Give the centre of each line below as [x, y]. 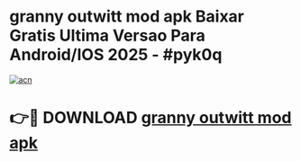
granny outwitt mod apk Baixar [127, 17]
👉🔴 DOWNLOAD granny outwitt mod [150, 118]
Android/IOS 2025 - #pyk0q [116, 55]
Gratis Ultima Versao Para [107, 36]
